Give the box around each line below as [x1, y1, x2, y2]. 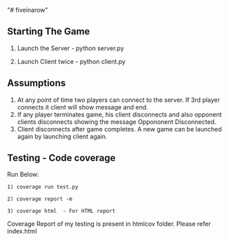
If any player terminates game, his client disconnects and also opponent [17, 110, 222, 118]
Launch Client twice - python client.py [17, 57, 126, 65]
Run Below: [7, 170, 39, 178]
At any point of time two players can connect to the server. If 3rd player [17, 96, 221, 104]
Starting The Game [7, 25, 90, 37]
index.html [7, 227, 37, 235]
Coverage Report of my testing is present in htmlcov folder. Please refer [7, 220, 211, 228]
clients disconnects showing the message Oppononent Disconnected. [17, 117, 217, 126]
